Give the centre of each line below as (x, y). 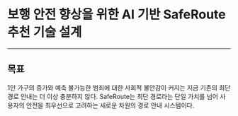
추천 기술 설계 (45, 32)
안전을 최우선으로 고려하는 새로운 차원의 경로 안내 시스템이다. (110, 105)
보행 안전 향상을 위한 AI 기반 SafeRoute (117, 14)
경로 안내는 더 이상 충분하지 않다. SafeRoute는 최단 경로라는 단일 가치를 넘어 (113, 96)
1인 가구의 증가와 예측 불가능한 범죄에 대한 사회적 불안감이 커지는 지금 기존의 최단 (119, 87)
